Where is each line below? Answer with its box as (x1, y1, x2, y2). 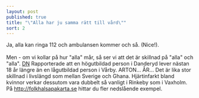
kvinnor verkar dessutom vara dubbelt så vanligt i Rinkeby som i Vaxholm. (6, 79, 188, 86)
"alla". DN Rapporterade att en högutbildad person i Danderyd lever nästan (6, 60, 189, 67)
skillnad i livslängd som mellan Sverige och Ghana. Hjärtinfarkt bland (6, 73, 175, 80)
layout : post (6, 8, 39, 15)
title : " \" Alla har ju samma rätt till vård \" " (6, 19, 127, 25)
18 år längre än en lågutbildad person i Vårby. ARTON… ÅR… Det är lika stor (6, 66, 192, 74)
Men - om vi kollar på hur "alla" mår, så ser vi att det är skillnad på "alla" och (6, 54, 194, 61)
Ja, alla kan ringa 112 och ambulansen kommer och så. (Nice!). (6, 41, 160, 48)
